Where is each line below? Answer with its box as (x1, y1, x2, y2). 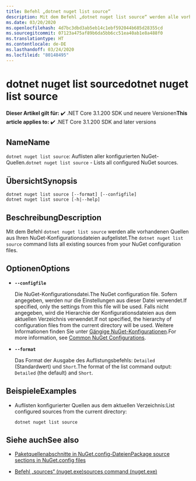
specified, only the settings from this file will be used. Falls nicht (14, 303, 169, 310)
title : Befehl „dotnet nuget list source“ (6, 8, 111, 15)
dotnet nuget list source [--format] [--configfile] (6, 191, 137, 198)
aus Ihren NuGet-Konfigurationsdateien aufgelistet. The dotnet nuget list (6, 235, 184, 241)
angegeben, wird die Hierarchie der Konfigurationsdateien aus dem (14, 309, 177, 316)
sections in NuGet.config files (14, 457, 86, 464)
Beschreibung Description (6, 212, 102, 222)
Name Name (6, 137, 50, 147)
